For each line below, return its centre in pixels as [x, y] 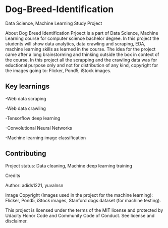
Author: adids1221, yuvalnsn [34, 185]
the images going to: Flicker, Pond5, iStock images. [58, 70]
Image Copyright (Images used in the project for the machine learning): [79, 195]
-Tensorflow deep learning [33, 118]
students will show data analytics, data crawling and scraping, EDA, [75, 43]
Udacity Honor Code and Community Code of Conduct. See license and [80, 215]
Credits [13, 176]
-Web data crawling [26, 108]
